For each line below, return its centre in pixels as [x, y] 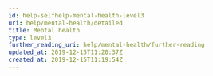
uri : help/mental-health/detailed [66, 23]
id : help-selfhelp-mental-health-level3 [77, 15]
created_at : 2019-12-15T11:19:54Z [66, 60]
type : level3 [30, 38]
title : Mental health [44, 30]
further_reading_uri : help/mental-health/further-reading [106, 45]
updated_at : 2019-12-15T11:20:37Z [66, 52]
